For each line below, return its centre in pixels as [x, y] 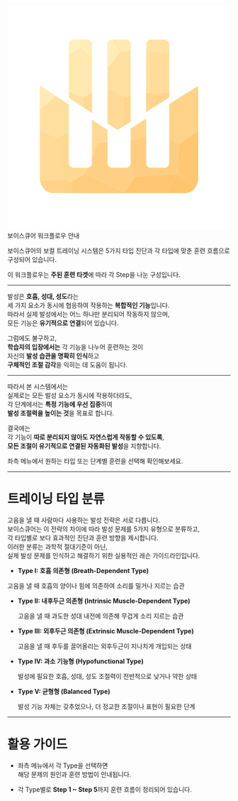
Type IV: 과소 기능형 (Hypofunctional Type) [80, 661]
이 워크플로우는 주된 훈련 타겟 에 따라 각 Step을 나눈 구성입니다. [94, 274]
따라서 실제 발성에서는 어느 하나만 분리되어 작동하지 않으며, [89, 314]
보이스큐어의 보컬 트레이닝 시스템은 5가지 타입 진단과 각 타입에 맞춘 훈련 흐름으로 [119, 251]
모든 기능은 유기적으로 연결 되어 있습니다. [63, 323]
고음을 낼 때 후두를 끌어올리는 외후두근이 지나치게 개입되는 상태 [104, 646]
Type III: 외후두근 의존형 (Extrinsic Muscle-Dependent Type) [106, 631]
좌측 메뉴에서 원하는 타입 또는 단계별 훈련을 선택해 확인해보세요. [95, 461]
